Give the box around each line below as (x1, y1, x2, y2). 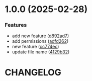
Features (5, 22, 27, 29)
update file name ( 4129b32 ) (12, 49, 70, 55)
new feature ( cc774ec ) (12, 44, 59, 50)
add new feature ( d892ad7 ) (12, 33, 69, 39)
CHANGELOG (5, 66, 61, 78)
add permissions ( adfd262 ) (12, 38, 69, 44)
